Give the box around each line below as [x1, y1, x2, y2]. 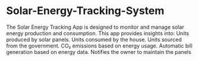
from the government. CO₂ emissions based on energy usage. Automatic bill [6, 42, 193, 49]
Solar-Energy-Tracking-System [6, 4, 165, 18]
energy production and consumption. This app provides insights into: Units [6, 29, 189, 36]
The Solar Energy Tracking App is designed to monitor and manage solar [6, 23, 184, 30]
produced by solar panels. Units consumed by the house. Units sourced [6, 36, 182, 43]
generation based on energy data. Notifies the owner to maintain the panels [6, 48, 191, 55]
